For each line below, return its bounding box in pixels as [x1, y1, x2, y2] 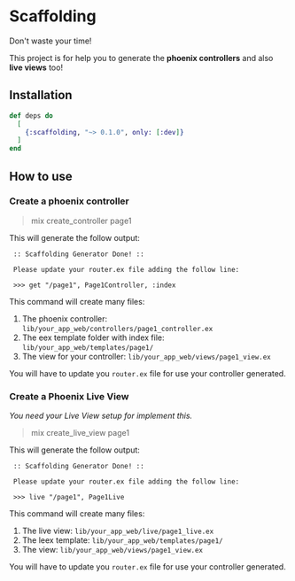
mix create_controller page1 [30, 215, 132, 226]
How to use [9, 168, 73, 183]
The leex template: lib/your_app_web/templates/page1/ [21, 535, 223, 546]
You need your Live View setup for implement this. [9, 410, 193, 422]
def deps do [9, 111, 53, 120]
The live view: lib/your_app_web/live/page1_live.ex [21, 525, 214, 537]
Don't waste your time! [9, 35, 92, 46]
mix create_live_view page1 [30, 428, 130, 438]
